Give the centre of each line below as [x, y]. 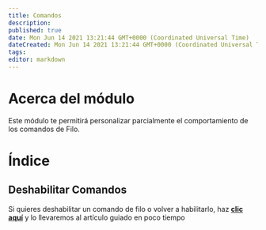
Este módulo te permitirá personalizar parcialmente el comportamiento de [128, 120]
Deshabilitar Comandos [68, 190]
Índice [29, 161]
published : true [35, 30]
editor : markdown [37, 60]
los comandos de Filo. [44, 129]
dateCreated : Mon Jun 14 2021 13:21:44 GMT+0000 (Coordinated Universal [131, 45]
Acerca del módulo [71, 99]
